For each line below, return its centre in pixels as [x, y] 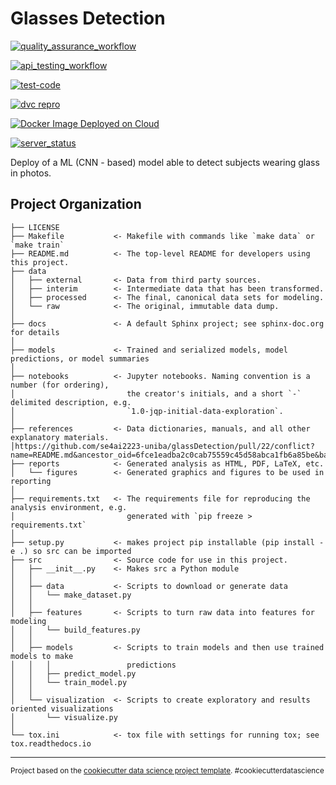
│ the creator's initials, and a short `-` [156, 393]
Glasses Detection [88, 18]
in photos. [31, 173]
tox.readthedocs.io [51, 743]
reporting [31, 481]
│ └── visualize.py [64, 717]
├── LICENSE [35, 227]
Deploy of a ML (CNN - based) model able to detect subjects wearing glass [165, 162]
